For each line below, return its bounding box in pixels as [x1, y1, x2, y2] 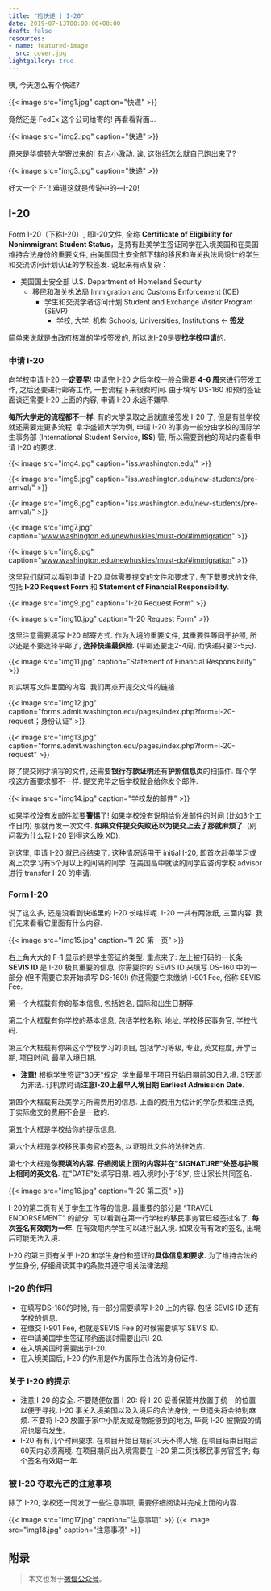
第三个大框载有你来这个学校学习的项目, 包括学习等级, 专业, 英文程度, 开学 [8, 1043, 251, 1053]
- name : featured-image [8, 42, 89, 50]
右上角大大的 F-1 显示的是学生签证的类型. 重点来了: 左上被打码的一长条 [8, 953, 244, 962]
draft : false [8, 27, 52, 35]
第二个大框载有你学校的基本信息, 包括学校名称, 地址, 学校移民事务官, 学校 [8, 1015, 251, 1025]
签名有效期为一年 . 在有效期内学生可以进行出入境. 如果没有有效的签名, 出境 [15, 1224, 261, 1233]
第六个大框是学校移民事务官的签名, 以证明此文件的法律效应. [8, 1141, 206, 1151]
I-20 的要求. [17, 442, 57, 452]
